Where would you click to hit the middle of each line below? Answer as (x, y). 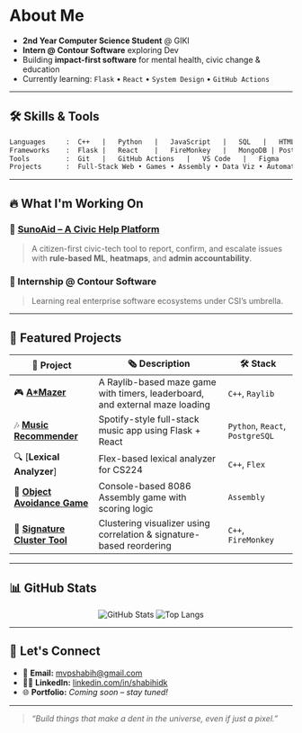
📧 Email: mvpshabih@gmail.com (82, 673)
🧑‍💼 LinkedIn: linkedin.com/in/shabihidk (95, 682)
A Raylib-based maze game (158, 382)
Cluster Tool (40, 541)
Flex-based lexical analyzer (157, 458)
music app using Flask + (150, 431)
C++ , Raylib (251, 394)
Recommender (46, 436)
